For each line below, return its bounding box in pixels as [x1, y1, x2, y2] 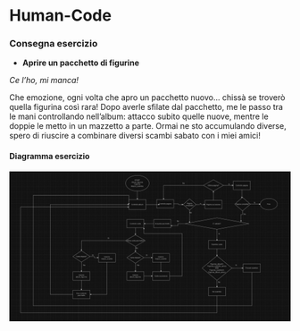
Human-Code [9, 5, 112, 26]
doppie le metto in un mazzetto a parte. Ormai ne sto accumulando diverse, [9, 121, 287, 132]
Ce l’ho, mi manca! [9, 75, 79, 86]
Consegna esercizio [9, 38, 98, 50]
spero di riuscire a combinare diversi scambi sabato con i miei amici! [9, 131, 261, 141]
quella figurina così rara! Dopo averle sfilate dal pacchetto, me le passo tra [9, 102, 284, 113]
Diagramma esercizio [9, 151, 90, 162]
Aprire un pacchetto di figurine [21, 57, 140, 68]
